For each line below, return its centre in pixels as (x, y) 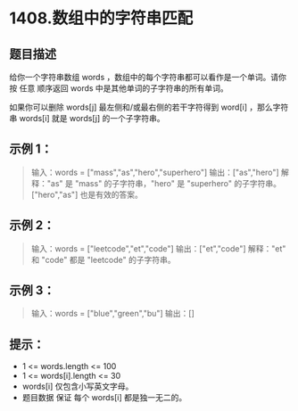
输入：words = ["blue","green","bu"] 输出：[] (112, 314)
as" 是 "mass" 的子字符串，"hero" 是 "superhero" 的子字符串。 (166, 183)
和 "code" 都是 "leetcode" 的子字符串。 (103, 259)
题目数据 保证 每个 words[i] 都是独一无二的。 (104, 398)
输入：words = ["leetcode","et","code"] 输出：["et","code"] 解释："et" (158, 248)
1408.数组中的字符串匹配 (101, 18)
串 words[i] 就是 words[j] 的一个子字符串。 (87, 118)
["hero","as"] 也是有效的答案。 (87, 194)
